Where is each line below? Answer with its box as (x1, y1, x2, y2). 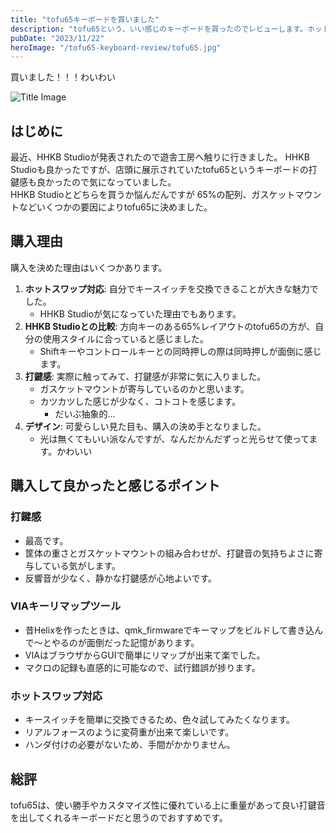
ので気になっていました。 (71, 176, 177, 188)
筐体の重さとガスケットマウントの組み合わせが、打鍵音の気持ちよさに (24, 547, 315, 559)
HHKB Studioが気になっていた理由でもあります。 (39, 307, 242, 320)
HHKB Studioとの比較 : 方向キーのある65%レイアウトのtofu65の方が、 (24, 320, 316, 332)
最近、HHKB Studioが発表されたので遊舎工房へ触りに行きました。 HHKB (10, 151, 310, 163)
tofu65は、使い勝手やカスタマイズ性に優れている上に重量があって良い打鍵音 (10, 799, 326, 811)
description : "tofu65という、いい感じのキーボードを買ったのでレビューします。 (10, 24, 308, 34)
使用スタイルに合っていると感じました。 (42, 332, 210, 345)
